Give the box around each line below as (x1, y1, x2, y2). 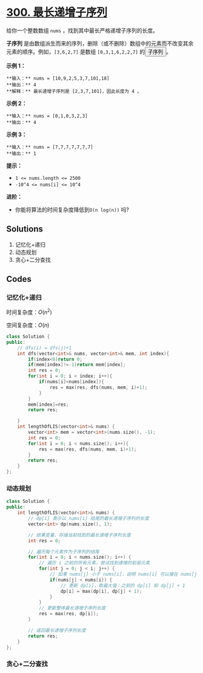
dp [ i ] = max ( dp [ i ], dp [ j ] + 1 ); (60, 588, 142, 594)
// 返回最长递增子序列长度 (28, 627, 86, 634)
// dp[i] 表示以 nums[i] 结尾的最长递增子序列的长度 (28, 516, 150, 522)
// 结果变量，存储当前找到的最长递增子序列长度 (28, 532, 131, 538)
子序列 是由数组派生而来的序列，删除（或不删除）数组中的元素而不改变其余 (6, 39, 194, 47)
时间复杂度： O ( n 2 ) (6, 307, 53, 316)
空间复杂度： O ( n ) (6, 321, 50, 329)
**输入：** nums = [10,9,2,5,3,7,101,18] (6, 75, 110, 81)
